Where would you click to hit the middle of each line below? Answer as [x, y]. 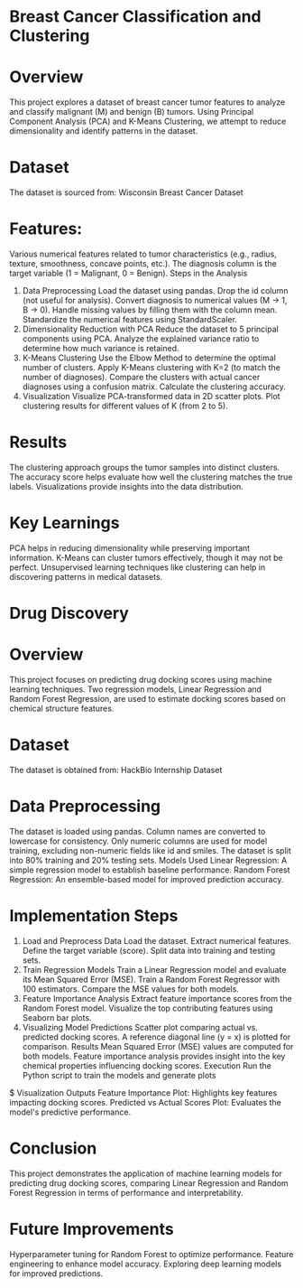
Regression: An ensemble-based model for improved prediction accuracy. [147, 879]
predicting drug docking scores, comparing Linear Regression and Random [149, 1183]
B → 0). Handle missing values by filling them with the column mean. [150, 310]
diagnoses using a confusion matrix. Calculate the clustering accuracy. [154, 387]
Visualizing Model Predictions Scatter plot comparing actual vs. [140, 1027]
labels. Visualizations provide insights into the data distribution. [126, 486]
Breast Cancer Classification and [135, 17]
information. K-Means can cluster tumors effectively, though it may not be [147, 557]
